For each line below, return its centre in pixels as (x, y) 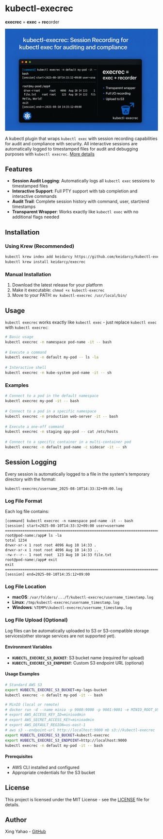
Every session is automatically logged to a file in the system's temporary (77, 474)
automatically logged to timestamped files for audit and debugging (72, 149)
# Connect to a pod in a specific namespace (51, 411)
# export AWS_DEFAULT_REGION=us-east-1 (45, 725)
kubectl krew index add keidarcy (39, 257)
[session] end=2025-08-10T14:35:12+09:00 (48, 574)
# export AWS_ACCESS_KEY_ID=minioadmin (45, 715)
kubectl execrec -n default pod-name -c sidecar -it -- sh (66, 447)
